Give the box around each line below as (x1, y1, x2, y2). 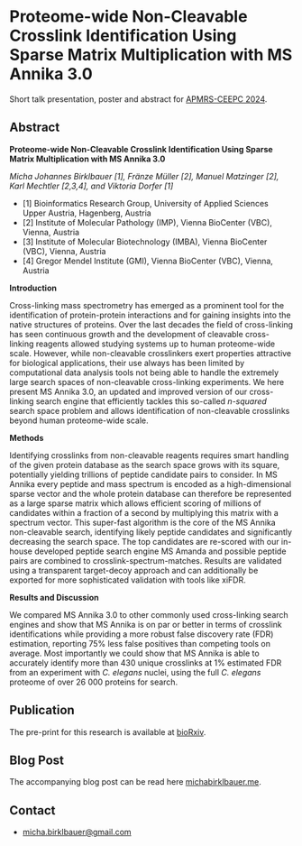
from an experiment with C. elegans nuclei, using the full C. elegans (9, 667, 261, 677)
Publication (9, 703, 75, 718)
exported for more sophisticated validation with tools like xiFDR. (9, 575, 246, 585)
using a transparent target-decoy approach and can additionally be (9, 565, 259, 575)
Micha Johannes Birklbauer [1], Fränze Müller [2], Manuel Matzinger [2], (9, 170, 279, 181)
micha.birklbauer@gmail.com (22, 827, 133, 838)
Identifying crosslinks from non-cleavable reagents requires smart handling (9, 449, 289, 461)
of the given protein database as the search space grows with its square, (9, 459, 280, 470)
